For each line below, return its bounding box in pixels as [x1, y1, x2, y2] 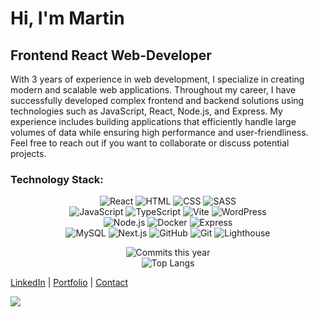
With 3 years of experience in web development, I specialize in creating [10, 73, 305, 85]
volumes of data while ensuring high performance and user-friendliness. [10, 127, 309, 138]
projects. [10, 148, 47, 159]
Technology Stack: [10, 172, 104, 186]
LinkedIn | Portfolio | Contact [10, 277, 129, 289]
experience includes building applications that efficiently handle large [10, 116, 297, 127]
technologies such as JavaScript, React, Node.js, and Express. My [10, 105, 283, 117]
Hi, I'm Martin [10, 7, 125, 30]
